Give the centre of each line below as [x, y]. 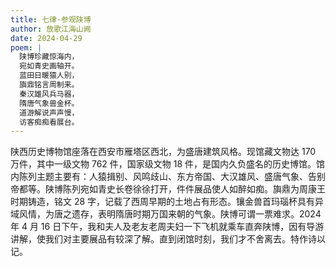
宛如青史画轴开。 [49, 66]
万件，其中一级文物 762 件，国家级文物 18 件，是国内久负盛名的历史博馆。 [163, 164]
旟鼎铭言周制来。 [49, 85]
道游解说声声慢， [49, 112]
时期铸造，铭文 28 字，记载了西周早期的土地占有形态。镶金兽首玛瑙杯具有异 [167, 202]
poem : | [26, 47]
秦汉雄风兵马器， [49, 94]
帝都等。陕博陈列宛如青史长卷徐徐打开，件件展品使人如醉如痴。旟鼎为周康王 [168, 189]
